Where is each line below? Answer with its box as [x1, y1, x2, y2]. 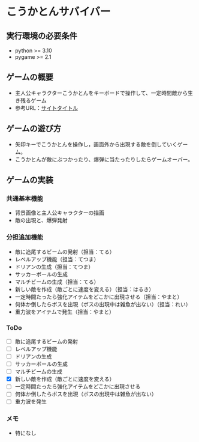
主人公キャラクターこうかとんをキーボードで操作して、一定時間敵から [14, 89, 188, 96]
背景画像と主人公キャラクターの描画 [14, 209, 105, 216]
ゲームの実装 [6, 175, 54, 186]
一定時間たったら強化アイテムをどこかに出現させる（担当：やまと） [14, 293, 183, 300]
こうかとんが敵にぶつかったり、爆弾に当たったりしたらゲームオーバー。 [14, 156, 194, 163]
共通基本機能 [6, 194, 44, 202]
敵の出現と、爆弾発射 [14, 217, 68, 224]
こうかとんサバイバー [6, 5, 111, 19]
